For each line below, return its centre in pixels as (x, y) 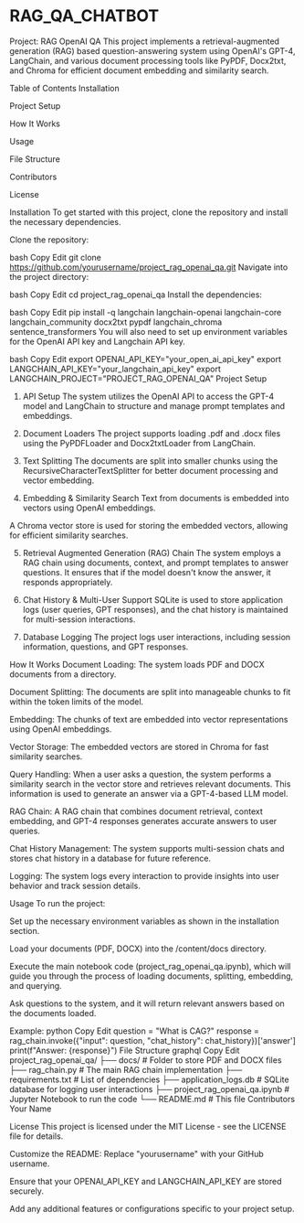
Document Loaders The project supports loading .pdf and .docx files (152, 433)
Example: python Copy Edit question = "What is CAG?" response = (135, 1031)
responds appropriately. (68, 582)
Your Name (31, 1109)
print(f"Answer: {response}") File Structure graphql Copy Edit (125, 1050)
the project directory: (49, 276)
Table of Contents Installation (65, 88)
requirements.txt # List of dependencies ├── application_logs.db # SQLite (149, 1079)
